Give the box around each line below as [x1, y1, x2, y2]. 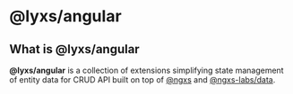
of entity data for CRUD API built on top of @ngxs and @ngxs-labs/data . [9, 74, 276, 85]
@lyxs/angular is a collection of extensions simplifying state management [9, 65, 284, 75]
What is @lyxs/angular [9, 42, 141, 57]
